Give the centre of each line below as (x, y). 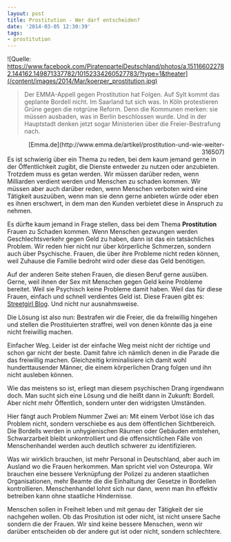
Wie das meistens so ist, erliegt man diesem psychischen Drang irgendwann (115, 388)
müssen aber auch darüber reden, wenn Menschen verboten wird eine (108, 189)
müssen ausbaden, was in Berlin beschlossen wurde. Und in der (115, 117)
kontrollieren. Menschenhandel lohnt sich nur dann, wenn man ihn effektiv (112, 489)
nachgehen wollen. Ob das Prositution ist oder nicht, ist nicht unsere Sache (114, 517)
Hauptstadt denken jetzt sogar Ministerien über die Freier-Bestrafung (122, 124)
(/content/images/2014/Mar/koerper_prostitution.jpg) (82, 81)
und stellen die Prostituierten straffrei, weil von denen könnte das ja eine (110, 325)
